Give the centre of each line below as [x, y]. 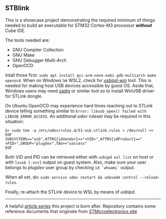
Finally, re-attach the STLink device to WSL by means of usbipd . [70, 192]
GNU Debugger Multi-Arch [39, 60]
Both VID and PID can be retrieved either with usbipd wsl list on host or [80, 157]
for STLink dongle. [24, 96]
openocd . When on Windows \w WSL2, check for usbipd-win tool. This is [78, 80]
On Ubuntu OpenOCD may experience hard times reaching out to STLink [79, 105]
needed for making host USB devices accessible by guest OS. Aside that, [80, 86]
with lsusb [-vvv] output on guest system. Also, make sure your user [76, 162]
